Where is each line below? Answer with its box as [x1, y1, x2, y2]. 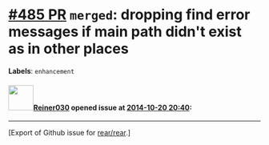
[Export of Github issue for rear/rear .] [8, 128, 130, 138]
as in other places [8, 40, 130, 58]
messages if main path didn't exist [8, 22, 242, 41]
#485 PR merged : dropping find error [8, 6, 251, 24]
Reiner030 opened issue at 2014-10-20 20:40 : [33, 103, 192, 112]
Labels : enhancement [8, 66, 74, 75]
